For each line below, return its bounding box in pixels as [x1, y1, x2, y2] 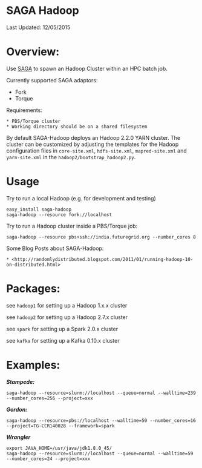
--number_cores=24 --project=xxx [6, 455, 91, 462]
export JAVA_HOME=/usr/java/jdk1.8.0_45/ [6, 445, 112, 451]
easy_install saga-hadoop [6, 206, 71, 213]
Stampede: [6, 378, 35, 385]
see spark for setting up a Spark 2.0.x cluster [6, 325, 119, 332]
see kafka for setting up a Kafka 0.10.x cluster [6, 337, 120, 344]
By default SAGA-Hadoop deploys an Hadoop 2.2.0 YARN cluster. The [6, 134, 180, 141]
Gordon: [6, 406, 28, 413]
